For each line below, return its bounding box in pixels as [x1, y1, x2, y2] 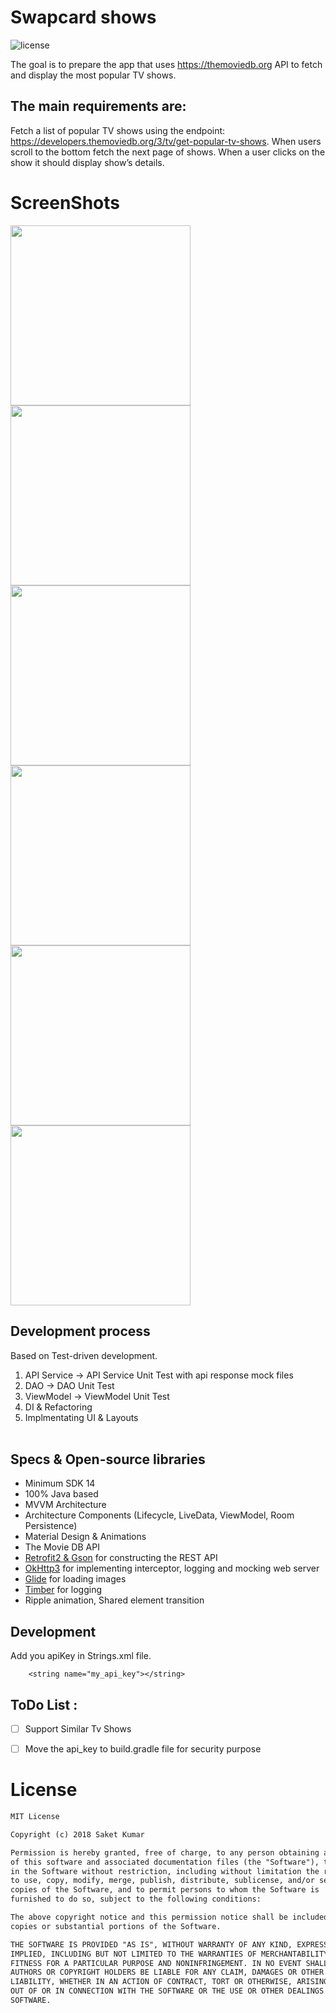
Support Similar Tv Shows [24, 1722, 132, 1735]
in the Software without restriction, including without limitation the [10, 1866, 320, 1876]
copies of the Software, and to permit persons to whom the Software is [10, 1885, 320, 1895]
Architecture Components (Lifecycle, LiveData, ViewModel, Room [24, 1509, 295, 1521]
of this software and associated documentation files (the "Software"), [10, 1857, 320, 1867]
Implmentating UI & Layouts [24, 1411, 139, 1423]
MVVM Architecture [24, 1499, 107, 1511]
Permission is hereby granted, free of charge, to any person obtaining [10, 1847, 320, 1858]
